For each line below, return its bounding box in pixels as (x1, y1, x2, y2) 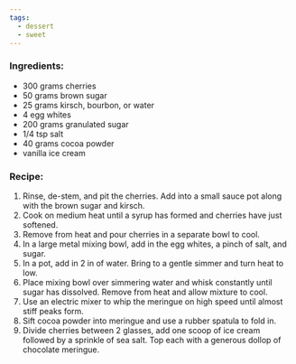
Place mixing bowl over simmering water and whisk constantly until (22, 276, 273, 287)
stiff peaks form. (22, 305, 84, 316)
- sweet (17, 30, 47, 39)
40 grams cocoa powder (22, 137, 115, 149)
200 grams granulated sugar (22, 118, 129, 129)
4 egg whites (22, 109, 72, 120)
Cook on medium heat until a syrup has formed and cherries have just (22, 210, 282, 220)
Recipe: (9, 170, 43, 182)
